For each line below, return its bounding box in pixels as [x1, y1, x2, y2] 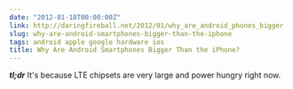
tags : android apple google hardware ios [9, 37, 165, 47]
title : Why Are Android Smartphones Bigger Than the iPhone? [9, 46, 241, 55]
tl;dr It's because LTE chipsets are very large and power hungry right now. [9, 70, 281, 80]
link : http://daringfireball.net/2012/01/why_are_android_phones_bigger [9, 21, 284, 30]
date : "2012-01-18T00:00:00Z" [9, 12, 122, 22]
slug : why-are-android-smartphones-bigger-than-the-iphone [9, 29, 233, 38]
